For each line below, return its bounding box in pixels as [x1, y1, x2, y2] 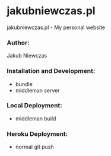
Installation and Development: [7, 67, 96, 75]
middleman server [15, 87, 60, 94]
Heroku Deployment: [7, 129, 68, 138]
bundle [15, 80, 33, 87]
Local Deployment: [7, 101, 63, 110]
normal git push [15, 144, 54, 151]
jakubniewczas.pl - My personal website [7, 24, 106, 31]
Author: [7, 39, 30, 47]
